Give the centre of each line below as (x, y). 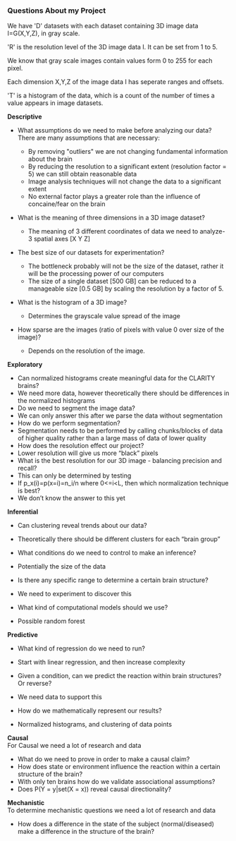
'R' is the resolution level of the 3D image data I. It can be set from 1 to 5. (113, 47)
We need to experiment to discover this (74, 594)
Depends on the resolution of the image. (87, 351)
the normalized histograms (56, 401)
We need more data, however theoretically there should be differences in (123, 393)
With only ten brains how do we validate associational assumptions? (116, 782)
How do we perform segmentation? (69, 423)
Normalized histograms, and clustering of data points (95, 725)
